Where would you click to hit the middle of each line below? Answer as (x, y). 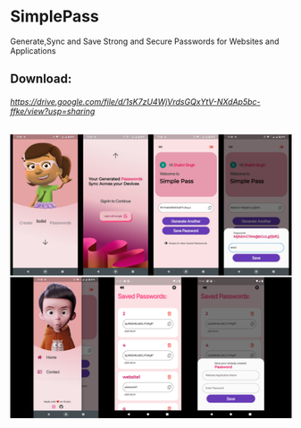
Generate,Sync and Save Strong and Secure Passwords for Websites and (145, 41)
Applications (33, 50)
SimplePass (54, 17)
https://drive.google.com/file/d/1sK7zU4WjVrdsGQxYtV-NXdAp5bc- (135, 101)
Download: (41, 79)
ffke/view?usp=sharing (53, 111)
